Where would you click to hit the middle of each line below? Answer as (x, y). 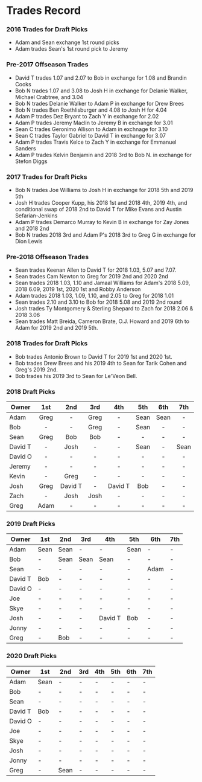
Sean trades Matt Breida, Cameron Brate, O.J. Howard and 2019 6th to (102, 321)
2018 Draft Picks (31, 391)
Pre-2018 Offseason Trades (48, 257)
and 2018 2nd (32, 229)
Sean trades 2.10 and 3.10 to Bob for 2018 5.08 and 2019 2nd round (98, 302)
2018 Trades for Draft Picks (47, 344)
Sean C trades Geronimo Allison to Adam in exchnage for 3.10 (91, 129)
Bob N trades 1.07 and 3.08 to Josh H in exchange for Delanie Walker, (101, 91)
